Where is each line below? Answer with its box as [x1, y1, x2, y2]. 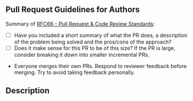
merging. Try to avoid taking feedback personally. [14, 69, 135, 76]
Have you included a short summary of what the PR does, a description [14, 32, 188, 39]
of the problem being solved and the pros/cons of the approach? [14, 38, 172, 45]
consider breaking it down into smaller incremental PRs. [14, 51, 150, 58]
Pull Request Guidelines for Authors [5, 5, 140, 15]
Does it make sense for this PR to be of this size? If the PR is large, [14, 44, 176, 52]
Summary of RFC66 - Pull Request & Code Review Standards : [5, 20, 155, 27]
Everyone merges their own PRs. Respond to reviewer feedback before [14, 62, 187, 69]
